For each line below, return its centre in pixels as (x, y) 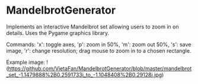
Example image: (26, 62)
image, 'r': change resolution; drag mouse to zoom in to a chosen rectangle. (99, 50)
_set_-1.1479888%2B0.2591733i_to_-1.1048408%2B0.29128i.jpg (84, 75)
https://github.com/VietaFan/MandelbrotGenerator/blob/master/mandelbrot (100, 68)
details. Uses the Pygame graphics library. (58, 33)
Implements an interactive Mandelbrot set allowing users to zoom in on (92, 27)
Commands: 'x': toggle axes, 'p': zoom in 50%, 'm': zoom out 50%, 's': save (99, 44)
